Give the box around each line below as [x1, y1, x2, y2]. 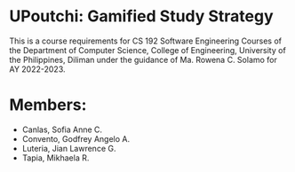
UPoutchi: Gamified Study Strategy [9, 6, 274, 27]
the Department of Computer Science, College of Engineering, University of [9, 44, 286, 55]
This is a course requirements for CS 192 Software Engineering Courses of [9, 35, 283, 46]
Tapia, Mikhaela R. [21, 152, 90, 163]
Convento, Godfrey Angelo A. [21, 133, 131, 144]
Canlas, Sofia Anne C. [21, 124, 103, 135]
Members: [9, 95, 87, 115]
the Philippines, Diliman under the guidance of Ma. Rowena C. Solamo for [9, 54, 278, 65]
